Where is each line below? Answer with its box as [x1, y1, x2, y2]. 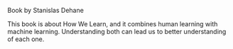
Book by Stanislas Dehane [7, 6, 84, 14]
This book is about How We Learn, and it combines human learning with [7, 20, 218, 28]
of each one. [7, 35, 45, 43]
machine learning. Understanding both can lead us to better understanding [7, 28, 227, 36]
